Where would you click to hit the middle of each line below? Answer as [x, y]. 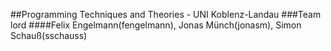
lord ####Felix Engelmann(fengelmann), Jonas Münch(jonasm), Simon [156, 25]
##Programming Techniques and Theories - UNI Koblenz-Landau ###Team [166, 14]
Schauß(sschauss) [49, 35]
